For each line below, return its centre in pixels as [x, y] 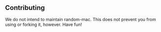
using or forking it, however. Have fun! [44, 24]
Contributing [25, 8]
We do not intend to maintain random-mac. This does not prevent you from [80, 19]
